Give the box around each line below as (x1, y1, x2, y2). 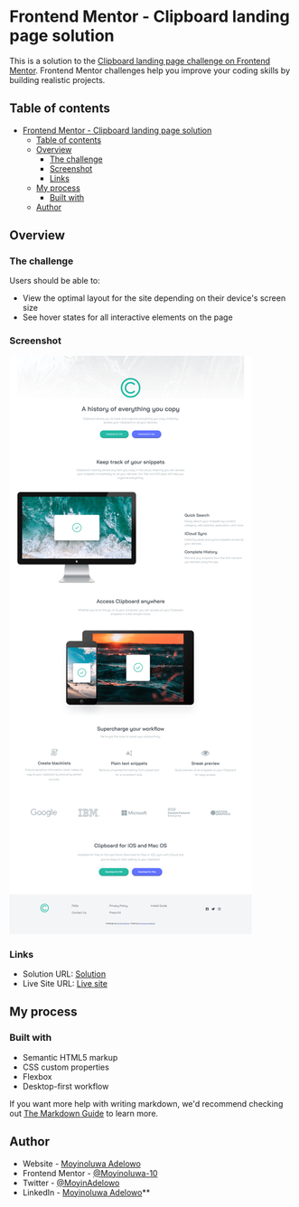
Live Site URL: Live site (22, 978, 108, 989)
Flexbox (22, 1071, 52, 1081)
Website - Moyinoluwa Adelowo (22, 1158, 142, 1169)
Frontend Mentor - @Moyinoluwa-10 (22, 1167, 158, 1178)
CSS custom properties (22, 1062, 110, 1072)
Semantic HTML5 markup (22, 1052, 118, 1062)
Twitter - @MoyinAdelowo (22, 1177, 120, 1188)
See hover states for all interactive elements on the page (22, 312, 233, 323)
